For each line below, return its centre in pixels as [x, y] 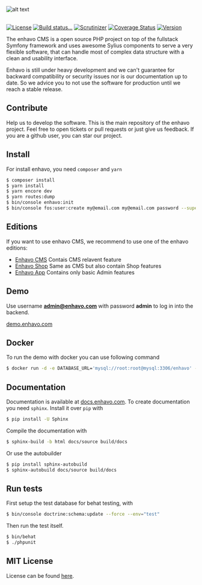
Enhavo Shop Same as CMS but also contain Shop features [88, 266]
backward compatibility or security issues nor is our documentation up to [97, 76]
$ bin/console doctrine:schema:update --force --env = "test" [83, 514]
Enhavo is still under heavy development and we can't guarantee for [90, 70]
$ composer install [31, 180]
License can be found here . [40, 575]
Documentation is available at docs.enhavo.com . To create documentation [98, 402]
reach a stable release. [35, 89]
